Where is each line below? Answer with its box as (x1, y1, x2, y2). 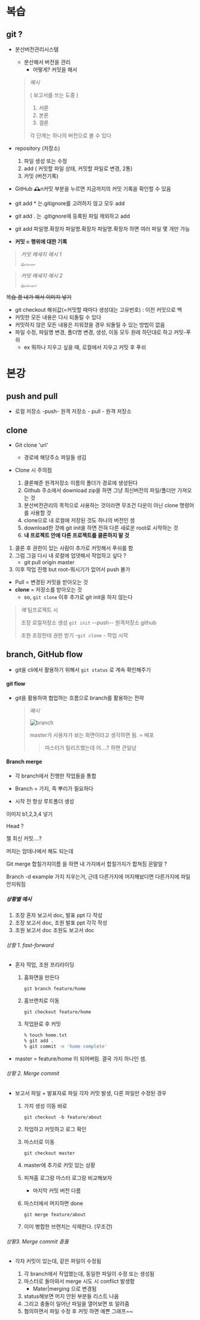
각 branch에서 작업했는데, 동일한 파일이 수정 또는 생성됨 (23, 1270, 154, 1277)
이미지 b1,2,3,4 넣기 (6, 810, 53, 818)
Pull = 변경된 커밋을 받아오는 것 (14, 578, 89, 586)
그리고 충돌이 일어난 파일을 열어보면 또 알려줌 (23, 1300, 130, 1307)
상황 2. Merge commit (6, 1070, 60, 1077)
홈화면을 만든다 (23, 974, 60, 981)
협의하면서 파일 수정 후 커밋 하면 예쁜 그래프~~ (23, 1307, 134, 1315)
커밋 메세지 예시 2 (20, 272, 63, 279)
